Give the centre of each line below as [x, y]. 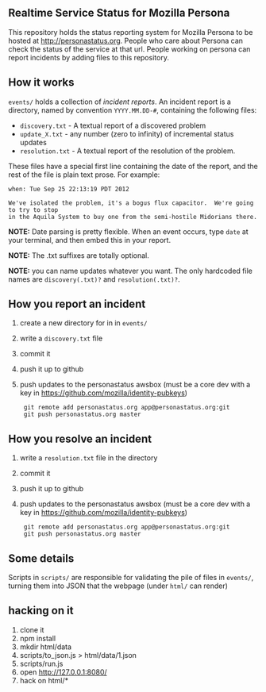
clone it [32, 629]
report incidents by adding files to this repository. [89, 57]
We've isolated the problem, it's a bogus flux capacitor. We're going [131, 203]
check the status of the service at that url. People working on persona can [129, 49]
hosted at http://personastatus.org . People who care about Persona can [126, 40]
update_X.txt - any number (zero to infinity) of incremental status [127, 133]
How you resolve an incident [80, 438]
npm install [38, 638]
